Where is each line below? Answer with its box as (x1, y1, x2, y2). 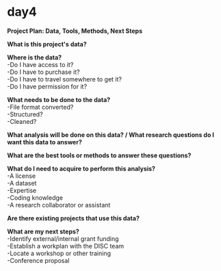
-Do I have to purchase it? (7, 68, 80, 76)
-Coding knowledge (7, 193, 64, 202)
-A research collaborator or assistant (7, 201, 111, 209)
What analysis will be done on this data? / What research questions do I (7, 131, 214, 139)
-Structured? (7, 110, 43, 118)
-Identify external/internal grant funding (7, 234, 119, 243)
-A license (7, 172, 36, 180)
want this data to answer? (7, 138, 82, 146)
